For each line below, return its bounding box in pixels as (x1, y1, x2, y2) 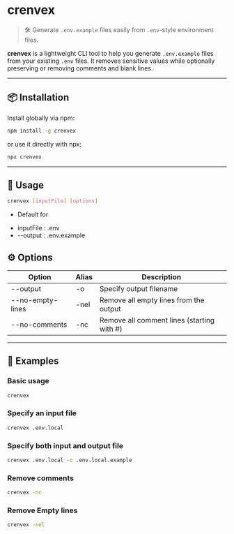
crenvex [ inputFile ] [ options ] (7, 198, 98, 205)
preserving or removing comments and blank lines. (7, 64, 153, 72)
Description (141, 272, 182, 281)
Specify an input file (7, 408, 77, 418)
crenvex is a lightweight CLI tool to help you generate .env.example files (7, 49, 214, 57)
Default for (17, 210, 49, 218)
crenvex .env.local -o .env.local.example (7, 457, 132, 464)
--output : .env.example (17, 231, 86, 239)
